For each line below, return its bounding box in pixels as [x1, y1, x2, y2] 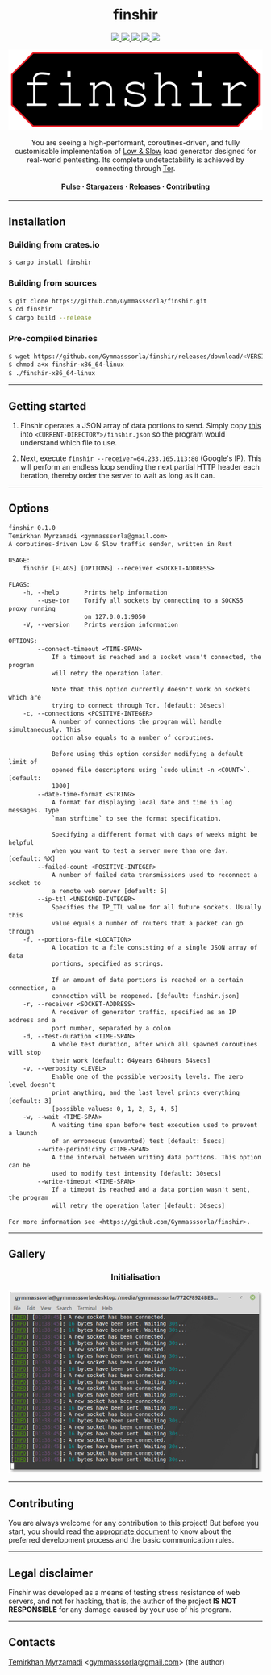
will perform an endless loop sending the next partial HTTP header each [19, 462, 260, 471]
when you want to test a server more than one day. [51, 846, 229, 854]
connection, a [8, 984, 56, 992]
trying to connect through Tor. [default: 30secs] [51, 701, 226, 709]
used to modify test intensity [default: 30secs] [51, 1169, 222, 1177]
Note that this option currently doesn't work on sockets [51, 685, 251, 693]
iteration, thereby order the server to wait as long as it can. [19, 470, 215, 480]
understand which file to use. [19, 437, 118, 447]
